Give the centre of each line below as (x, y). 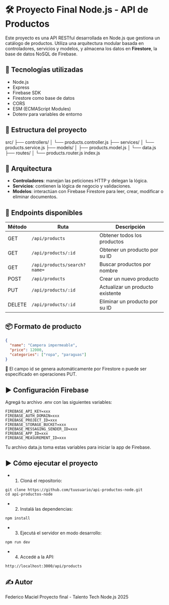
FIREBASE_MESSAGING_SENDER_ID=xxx (41, 429)
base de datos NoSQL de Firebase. (41, 54)
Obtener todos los (120, 235)
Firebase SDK (27, 93)
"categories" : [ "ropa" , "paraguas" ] (48, 354)
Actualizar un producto (126, 287)
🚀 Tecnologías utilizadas (44, 70)
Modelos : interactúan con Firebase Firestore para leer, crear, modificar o (88, 192)
